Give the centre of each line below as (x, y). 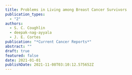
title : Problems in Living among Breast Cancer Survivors (66, 10)
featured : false (22, 56)
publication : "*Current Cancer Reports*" (48, 42)
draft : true (17, 51)
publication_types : (25, 14)
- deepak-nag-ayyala (31, 33)
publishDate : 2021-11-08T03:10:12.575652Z (49, 65)
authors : (14, 23)
